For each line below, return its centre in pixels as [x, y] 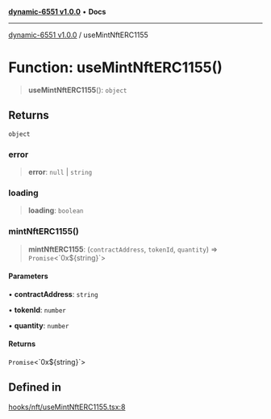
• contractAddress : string [53, 294]
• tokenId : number [37, 310]
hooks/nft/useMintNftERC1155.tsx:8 [67, 407]
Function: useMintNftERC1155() [116, 68]
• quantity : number [39, 325]
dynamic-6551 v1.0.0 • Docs [57, 12]
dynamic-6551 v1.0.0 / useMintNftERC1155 [79, 35]
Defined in [35, 387]
